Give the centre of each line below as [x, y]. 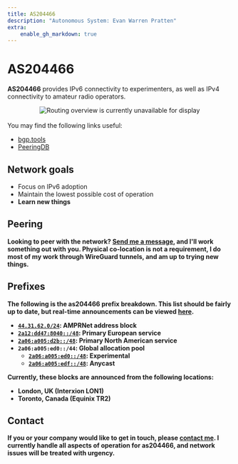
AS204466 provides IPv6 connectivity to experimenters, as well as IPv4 [113, 89]
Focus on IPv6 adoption [52, 187]
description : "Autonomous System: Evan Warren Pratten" [92, 21]
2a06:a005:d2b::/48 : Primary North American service [97, 341]
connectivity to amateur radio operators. [67, 96]
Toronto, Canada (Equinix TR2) [64, 398]
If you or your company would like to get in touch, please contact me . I [113, 438]
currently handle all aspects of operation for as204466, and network [111, 445]
